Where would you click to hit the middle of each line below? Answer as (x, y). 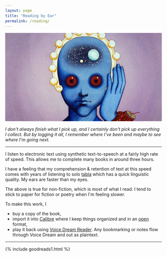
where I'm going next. (27, 140)
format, (20, 224)
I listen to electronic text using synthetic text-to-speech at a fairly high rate (82, 154)
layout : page (19, 10)
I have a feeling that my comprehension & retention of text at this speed (78, 169)
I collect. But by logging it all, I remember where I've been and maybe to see (83, 134)
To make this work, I (26, 204)
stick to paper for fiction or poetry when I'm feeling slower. (65, 194)
